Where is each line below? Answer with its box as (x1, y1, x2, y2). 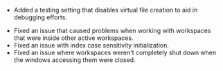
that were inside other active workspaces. (13, 34, 134, 42)
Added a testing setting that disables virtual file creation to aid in (13, 6, 198, 14)
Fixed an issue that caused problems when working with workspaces (13, 27, 211, 34)
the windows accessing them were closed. (13, 56, 136, 64)
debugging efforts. (13, 13, 68, 21)
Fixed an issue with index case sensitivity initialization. (13, 41, 170, 49)
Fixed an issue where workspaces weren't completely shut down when (13, 48, 217, 57)
